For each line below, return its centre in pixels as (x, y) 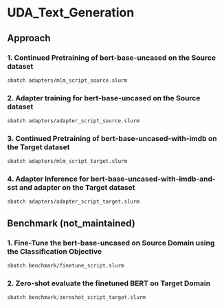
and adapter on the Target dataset (77, 188)
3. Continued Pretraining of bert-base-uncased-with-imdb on (112, 138)
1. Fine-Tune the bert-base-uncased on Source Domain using (111, 243)
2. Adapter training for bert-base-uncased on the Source (104, 98)
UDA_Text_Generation (71, 13)
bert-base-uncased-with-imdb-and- (153, 179)
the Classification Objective (54, 251)
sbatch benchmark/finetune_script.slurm (66, 265)
